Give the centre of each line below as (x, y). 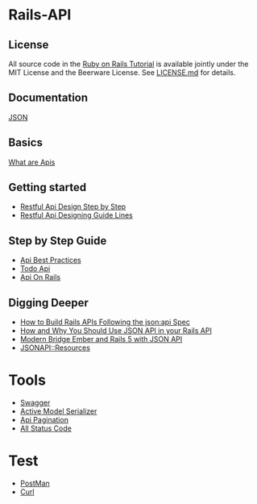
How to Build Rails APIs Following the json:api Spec (105, 322)
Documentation (48, 98)
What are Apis (32, 162)
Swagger (35, 402)
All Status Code (46, 428)
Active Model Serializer (58, 411)
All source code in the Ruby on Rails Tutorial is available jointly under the (128, 64)
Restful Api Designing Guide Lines (76, 215)
